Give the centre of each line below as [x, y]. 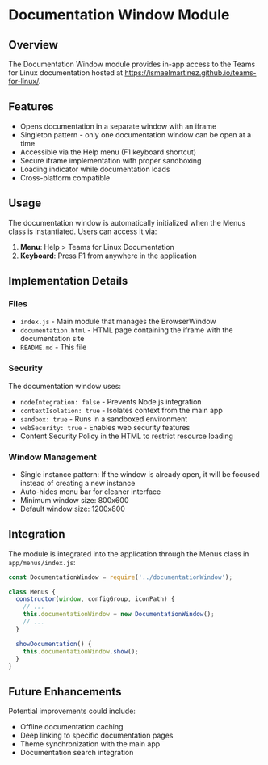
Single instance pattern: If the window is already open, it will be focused [140, 474]
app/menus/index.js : [42, 562]
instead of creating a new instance [77, 483]
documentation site [52, 339]
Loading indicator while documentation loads [95, 169]
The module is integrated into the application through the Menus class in [129, 554]
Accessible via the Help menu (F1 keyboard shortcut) [108, 152]
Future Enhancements [65, 692]
